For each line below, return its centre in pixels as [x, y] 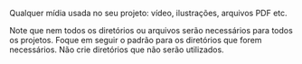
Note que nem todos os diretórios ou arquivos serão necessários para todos [151, 30]
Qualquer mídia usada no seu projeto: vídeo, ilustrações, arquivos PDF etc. [148, 13]
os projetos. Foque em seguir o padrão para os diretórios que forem [136, 40]
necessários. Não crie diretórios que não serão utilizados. [117, 50]
